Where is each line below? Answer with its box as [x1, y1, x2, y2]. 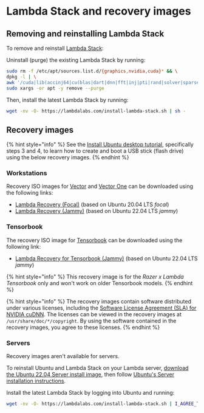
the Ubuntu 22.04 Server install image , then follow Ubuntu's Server [6, 371, 175, 378]
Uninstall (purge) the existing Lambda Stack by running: [6, 57, 146, 63]
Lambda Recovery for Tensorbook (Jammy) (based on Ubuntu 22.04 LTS [15, 254, 198, 262]
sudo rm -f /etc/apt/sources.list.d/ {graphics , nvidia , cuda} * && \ [6, 68, 178, 74]
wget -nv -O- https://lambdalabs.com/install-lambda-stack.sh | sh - [6, 108, 186, 114]
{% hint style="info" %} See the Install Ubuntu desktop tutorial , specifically [6, 141, 194, 148]
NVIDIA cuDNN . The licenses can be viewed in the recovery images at [6, 310, 182, 318]
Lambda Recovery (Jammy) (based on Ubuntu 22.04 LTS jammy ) [15, 207, 178, 215]
